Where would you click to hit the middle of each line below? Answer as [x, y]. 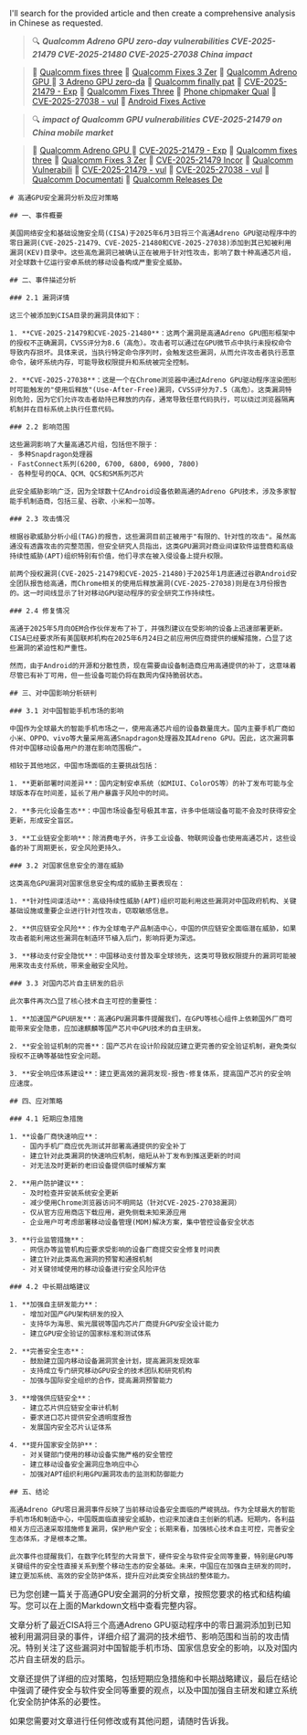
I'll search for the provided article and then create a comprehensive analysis [153, 13]
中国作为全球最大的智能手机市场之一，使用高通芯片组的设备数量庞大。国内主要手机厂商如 [152, 729]
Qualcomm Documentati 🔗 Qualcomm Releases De [127, 179]
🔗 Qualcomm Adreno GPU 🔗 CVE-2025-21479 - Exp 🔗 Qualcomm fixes [164, 150]
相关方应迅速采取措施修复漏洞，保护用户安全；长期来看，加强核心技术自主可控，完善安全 [152, 1529]
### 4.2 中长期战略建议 [50, 1287]
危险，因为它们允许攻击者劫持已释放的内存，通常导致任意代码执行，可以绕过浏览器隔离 [155, 399]
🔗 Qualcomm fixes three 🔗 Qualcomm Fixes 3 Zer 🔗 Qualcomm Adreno [164, 72]
